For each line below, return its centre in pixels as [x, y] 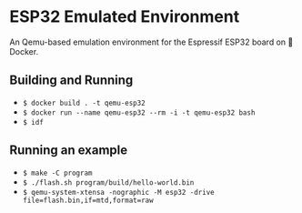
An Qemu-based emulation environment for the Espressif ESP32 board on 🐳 [151, 42]
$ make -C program [57, 173]
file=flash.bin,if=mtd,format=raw [88, 200]
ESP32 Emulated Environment [125, 17]
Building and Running [71, 81]
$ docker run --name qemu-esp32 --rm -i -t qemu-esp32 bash [139, 112]
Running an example [69, 151]
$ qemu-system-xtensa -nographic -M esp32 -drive [119, 192]
